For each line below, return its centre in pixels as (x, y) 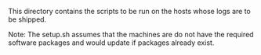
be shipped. (27, 19)
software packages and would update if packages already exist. (111, 43)
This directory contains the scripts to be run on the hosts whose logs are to (129, 11)
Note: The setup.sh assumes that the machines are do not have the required (131, 34)
